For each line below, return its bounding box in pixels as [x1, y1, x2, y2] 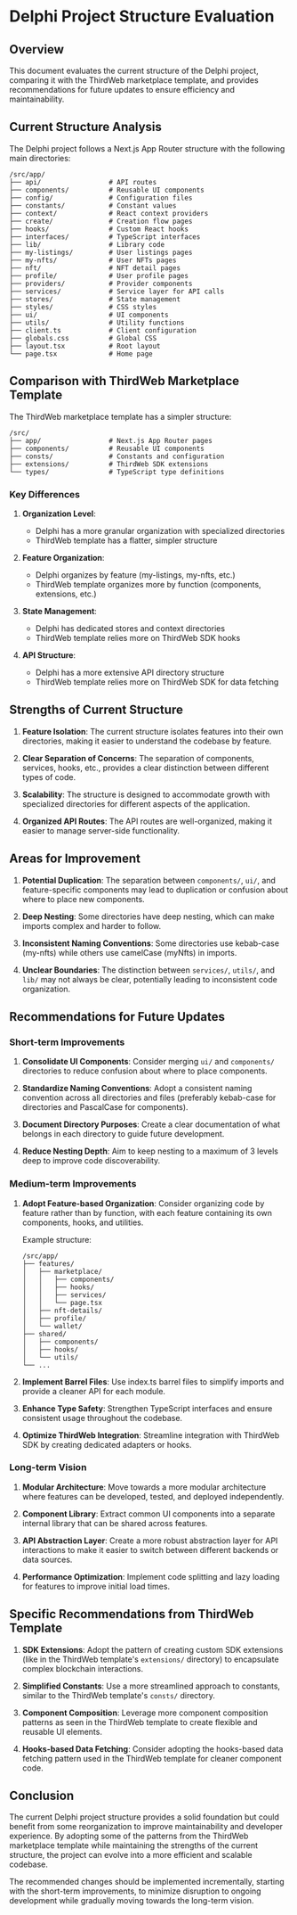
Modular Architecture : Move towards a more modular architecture [21, 1482, 267, 1492]
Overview [9, 42, 65, 57]
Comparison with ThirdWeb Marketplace [9, 374, 240, 389]
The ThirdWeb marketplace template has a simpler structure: [9, 411, 232, 422]
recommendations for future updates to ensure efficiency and [9, 85, 236, 95]
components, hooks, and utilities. [21, 1217, 144, 1228]
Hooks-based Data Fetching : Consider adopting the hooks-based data [21, 1743, 284, 1754]
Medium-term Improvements [9, 1178, 137, 1190]
